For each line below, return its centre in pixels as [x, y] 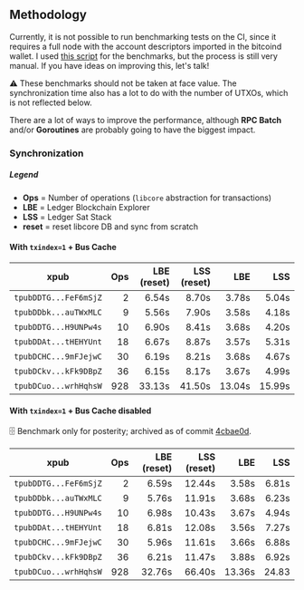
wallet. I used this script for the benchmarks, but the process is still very [144, 56]
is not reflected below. [51, 102]
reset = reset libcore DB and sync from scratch [110, 227]
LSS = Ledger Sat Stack [67, 217]
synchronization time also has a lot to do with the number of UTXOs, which [149, 92]
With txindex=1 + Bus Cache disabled [81, 411]
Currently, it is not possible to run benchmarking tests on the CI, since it [143, 36]
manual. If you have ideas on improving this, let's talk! [109, 65]
